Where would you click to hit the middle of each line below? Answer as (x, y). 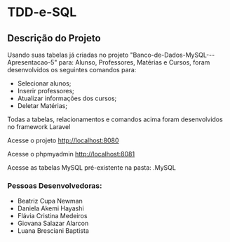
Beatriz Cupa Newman (50, 201)
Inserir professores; (46, 91)
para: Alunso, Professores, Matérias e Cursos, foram (134, 62)
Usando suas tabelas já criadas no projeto (68, 55)
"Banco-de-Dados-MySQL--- (172, 55)
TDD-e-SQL (42, 12)
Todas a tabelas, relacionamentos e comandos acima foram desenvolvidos (115, 119)
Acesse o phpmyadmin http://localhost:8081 (71, 154)
